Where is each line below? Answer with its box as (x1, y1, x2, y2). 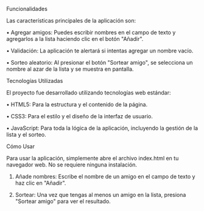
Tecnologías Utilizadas (6, 77, 63, 84)
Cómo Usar (6, 143, 35, 150)
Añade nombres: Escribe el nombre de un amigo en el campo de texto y (15, 173, 195, 180)
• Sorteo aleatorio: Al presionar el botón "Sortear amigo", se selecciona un (6, 59, 193, 66)
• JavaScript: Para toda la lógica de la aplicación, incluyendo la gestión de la (6, 124, 199, 132)
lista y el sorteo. (6, 131, 47, 138)
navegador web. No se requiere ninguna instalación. (6, 161, 138, 168)
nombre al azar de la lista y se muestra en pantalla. (6, 65, 134, 73)
